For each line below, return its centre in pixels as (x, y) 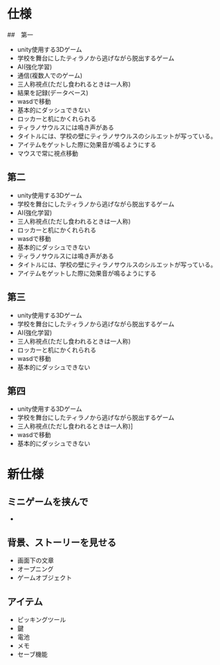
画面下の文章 (35, 560)
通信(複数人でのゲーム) (50, 75)
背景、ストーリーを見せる (62, 542)
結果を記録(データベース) (53, 92)
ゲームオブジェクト (45, 578)
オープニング (35, 569)
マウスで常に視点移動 (47, 153)
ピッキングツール (42, 620)
